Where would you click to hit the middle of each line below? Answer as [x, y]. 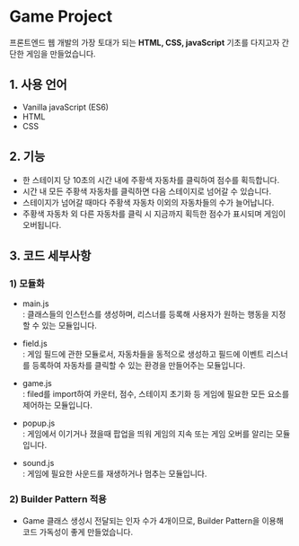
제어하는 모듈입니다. [57, 405]
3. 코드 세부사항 [50, 255]
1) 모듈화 [27, 283]
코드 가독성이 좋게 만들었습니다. [77, 532]
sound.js [38, 463]
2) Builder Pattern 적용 [58, 499]
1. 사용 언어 [38, 85]
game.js [37, 383]
